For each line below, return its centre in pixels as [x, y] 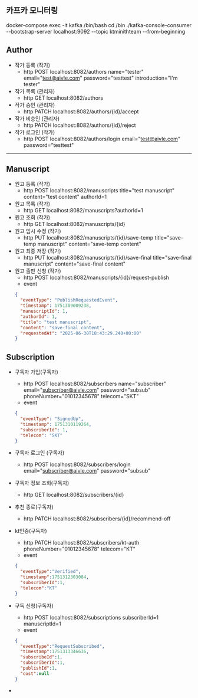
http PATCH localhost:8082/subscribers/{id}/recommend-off [97, 519]
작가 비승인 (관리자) [37, 118]
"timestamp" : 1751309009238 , [56, 306]
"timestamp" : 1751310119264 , [56, 424]
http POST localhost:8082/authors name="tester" [84, 71]
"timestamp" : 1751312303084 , [55, 577]
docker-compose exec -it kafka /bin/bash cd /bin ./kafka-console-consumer [99, 25]
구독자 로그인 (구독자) [39, 453]
